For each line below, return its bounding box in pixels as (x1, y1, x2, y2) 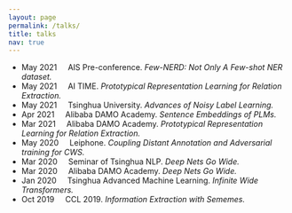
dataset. (20, 72, 52, 83)
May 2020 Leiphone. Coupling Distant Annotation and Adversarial (20, 138, 272, 148)
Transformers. (20, 185, 75, 195)
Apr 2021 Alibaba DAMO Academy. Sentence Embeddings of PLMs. (20, 109, 277, 120)
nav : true (8, 37, 45, 47)
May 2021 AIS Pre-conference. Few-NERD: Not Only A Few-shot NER (20, 62, 283, 73)
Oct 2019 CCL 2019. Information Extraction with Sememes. (20, 194, 246, 205)
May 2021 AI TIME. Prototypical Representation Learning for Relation (20, 81, 282, 91)
